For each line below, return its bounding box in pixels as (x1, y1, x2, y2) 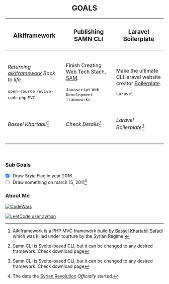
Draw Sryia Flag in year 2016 (12, 173, 72, 179)
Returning (8, 63, 31, 70)
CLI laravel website (116, 74, 161, 81)
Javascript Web (65, 87, 100, 92)
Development (65, 92, 93, 97)
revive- (36, 89, 54, 94)
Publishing (73, 28, 104, 36)
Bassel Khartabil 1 (8, 120, 49, 128)
